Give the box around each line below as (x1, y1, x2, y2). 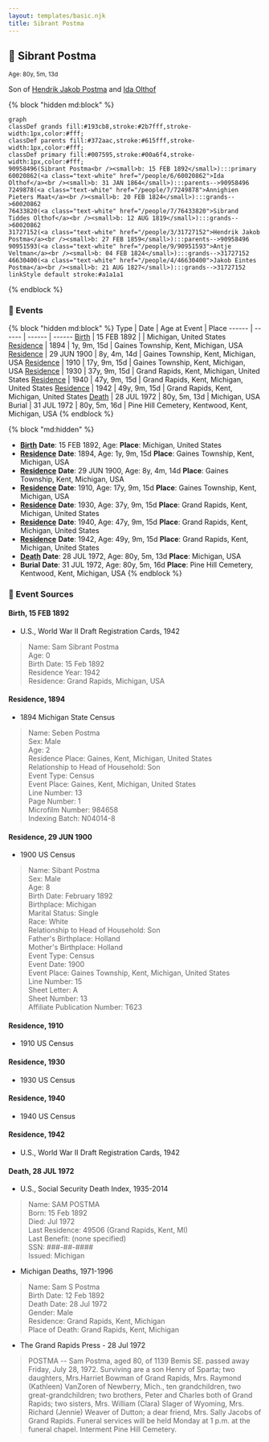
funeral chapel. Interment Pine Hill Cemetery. (27, 1424, 177, 1434)
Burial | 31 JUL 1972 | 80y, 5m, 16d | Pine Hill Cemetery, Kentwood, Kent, (8, 400, 248, 410)
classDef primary (8, 151, 67, 159)
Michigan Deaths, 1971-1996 (19, 1266, 114, 1276)
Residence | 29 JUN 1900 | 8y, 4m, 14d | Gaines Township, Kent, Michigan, (8, 349, 256, 358)
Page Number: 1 (27, 796, 82, 806)
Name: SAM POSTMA (27, 1200, 100, 1209)
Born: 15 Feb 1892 (27, 1209, 88, 1218)
